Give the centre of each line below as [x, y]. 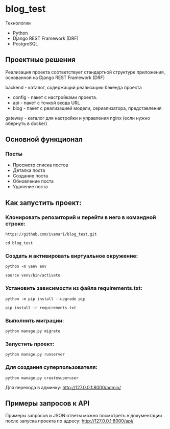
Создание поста [30, 176]
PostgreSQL [25, 43]
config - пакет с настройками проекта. [55, 97]
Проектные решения [40, 60]
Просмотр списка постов [40, 165]
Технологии [18, 23]
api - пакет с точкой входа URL [46, 103]
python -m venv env [26, 267]
